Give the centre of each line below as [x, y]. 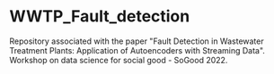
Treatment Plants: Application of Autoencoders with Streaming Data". [137, 50]
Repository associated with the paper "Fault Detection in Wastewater [137, 41]
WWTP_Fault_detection [100, 16]
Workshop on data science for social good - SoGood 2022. [119, 60]
